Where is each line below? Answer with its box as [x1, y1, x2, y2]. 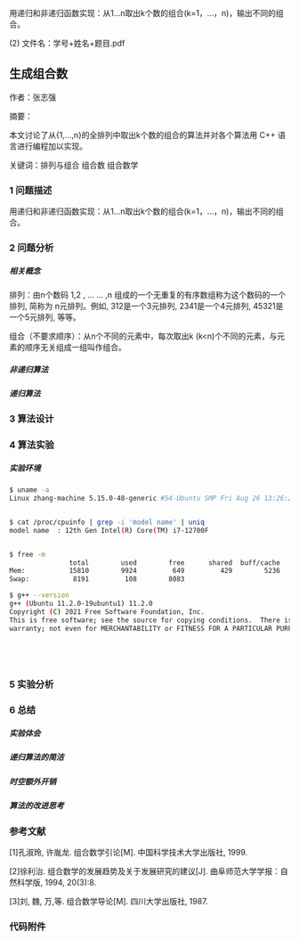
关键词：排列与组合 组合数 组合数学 [9, 159, 139, 170]
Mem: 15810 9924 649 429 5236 [9, 567, 280, 576]
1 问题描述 [9, 184, 53, 196]
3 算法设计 [9, 413, 54, 425]
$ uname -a [9, 486, 50, 495]
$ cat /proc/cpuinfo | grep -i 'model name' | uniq [9, 518, 205, 527]
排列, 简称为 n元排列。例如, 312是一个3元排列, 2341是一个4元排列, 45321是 [9, 301, 284, 311]
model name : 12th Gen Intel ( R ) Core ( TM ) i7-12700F [9, 526, 209, 535]
